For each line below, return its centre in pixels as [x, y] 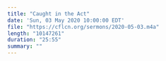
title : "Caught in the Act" [49, 14]
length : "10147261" [36, 33]
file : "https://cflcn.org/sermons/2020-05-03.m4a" [83, 27]
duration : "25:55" [34, 40]
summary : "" [25, 46]
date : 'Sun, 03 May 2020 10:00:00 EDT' [66, 20]
